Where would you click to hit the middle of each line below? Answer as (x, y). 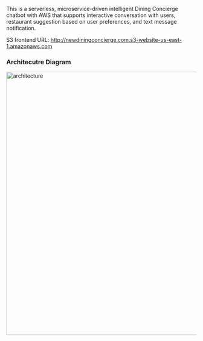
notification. (21, 28)
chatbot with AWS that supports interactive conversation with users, (91, 15)
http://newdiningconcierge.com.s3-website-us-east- (116, 40)
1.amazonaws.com (29, 46)
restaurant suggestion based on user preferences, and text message (92, 22)
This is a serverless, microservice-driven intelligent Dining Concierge (92, 9)
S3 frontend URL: (28, 40)
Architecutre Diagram (39, 62)
